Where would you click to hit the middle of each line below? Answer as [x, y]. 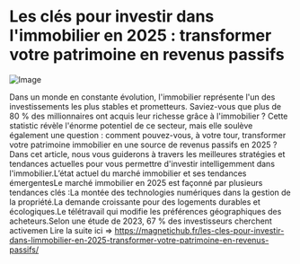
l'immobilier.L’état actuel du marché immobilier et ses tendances [128, 173]
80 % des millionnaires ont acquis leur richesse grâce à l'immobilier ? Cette [149, 116]
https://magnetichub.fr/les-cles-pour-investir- [199, 230]
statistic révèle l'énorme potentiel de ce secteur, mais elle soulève [131, 125]
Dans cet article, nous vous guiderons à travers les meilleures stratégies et [147, 154]
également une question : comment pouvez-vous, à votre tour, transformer [148, 135]
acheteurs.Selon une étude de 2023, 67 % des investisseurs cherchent [141, 221]
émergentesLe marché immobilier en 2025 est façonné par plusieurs [136, 182]
